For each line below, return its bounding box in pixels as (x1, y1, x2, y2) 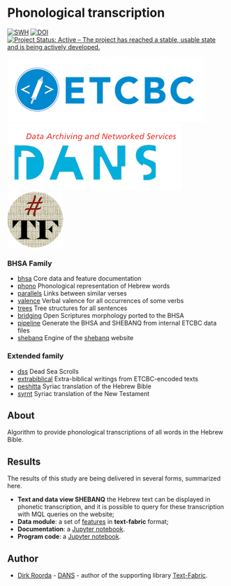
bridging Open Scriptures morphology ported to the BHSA (17, 312, 184, 320)
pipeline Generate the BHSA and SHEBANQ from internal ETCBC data (17, 319, 217, 328)
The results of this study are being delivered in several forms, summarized (7, 474, 221, 483)
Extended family (7, 351, 64, 361)
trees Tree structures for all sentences (17, 304, 128, 312)
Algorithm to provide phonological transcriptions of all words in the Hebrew (7, 428, 223, 437)
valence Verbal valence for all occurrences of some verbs (17, 297, 184, 305)
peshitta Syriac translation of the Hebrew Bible (17, 382, 151, 390)
